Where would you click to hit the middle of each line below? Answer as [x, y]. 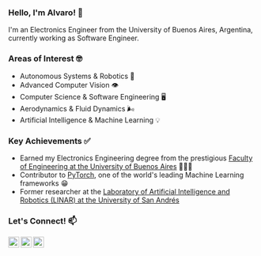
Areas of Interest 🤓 [45, 58]
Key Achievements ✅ [49, 141]
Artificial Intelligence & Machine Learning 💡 [90, 120]
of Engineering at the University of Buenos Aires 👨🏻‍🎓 [106, 166]
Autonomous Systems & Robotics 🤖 [77, 76]
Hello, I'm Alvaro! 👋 [46, 13]
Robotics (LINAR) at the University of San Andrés [99, 200]
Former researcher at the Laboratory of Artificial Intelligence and [125, 191]
